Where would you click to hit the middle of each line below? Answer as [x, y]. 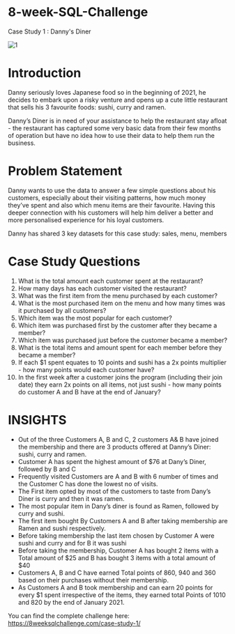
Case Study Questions [74, 261]
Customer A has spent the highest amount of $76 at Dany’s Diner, [112, 461]
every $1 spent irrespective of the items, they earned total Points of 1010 [122, 595]
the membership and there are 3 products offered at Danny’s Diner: [114, 447]
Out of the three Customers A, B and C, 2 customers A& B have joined [118, 439]
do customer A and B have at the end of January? [89, 392]
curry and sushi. [41, 513]
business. [22, 143]
